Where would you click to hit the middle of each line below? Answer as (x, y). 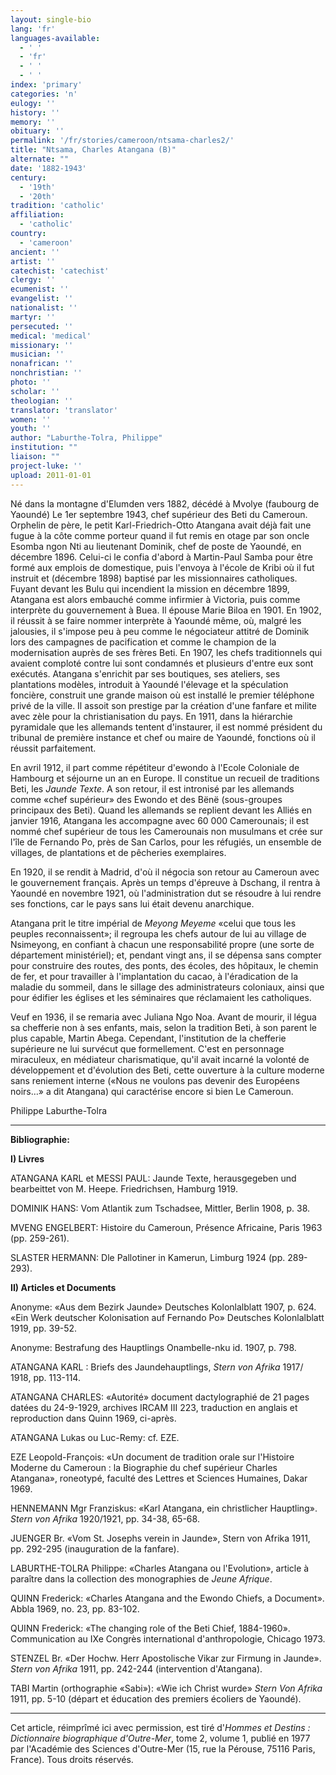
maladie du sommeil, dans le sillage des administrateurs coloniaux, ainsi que (167, 987)
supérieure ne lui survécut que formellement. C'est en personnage (147, 1048)
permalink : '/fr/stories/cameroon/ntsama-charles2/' (122, 141)
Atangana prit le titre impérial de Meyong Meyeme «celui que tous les (153, 923)
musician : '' (37, 354)
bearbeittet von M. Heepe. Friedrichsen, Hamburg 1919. (124, 1188)
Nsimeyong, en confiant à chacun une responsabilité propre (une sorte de (162, 944)
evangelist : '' (42, 299)
